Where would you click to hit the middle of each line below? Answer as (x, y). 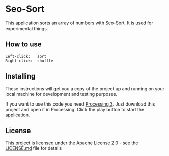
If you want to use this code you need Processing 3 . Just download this (80, 104)
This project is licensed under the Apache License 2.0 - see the (72, 143)
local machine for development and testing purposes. (61, 94)
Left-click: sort (26, 56)
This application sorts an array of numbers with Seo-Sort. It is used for (79, 23)
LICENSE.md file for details (34, 148)
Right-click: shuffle (29, 61)
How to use (23, 45)
